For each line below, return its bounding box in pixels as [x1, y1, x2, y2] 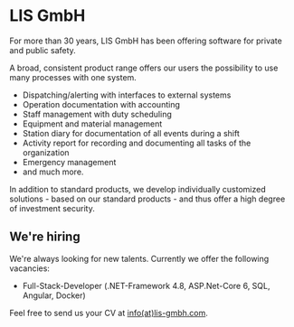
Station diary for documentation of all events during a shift [22, 127, 240, 138]
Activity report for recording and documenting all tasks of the [22, 137, 251, 148]
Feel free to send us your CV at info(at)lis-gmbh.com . [9, 307, 208, 318]
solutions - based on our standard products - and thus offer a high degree [9, 193, 286, 204]
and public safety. [9, 44, 77, 55]
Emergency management [22, 156, 117, 167]
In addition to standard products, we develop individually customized [9, 183, 267, 194]
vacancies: [9, 263, 50, 274]
